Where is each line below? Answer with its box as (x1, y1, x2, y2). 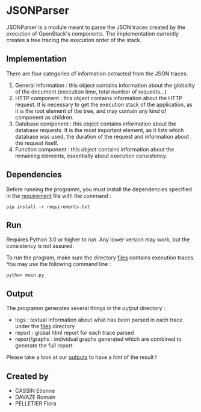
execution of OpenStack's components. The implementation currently (6, 30, 179, 37)
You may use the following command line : (6, 261, 111, 268)
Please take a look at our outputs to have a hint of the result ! (6, 353, 157, 361)
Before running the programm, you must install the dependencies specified (6, 185, 193, 193)
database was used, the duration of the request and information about (14, 133, 190, 140)
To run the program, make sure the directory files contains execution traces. (6, 254, 195, 261)
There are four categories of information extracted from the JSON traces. (6, 70, 188, 77)
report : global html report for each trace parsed (14, 329, 134, 337)
